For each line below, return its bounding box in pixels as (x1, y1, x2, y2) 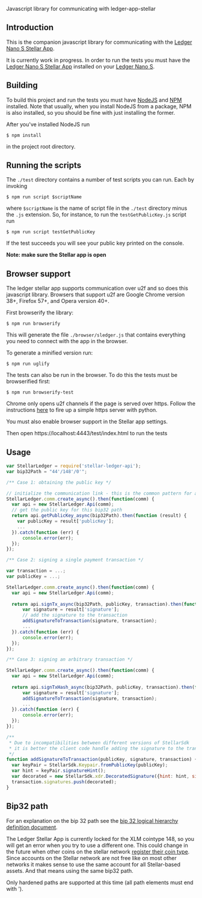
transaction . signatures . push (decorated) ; (11, 778, 117, 785)
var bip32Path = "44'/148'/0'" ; (6, 468, 87, 474)
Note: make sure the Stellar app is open (6, 251, 106, 258)
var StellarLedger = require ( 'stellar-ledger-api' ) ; (6, 463, 141, 469)
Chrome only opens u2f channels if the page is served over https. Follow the (6, 400, 196, 408)
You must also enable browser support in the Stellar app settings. (6, 418, 168, 426)
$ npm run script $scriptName (6, 194, 82, 200)
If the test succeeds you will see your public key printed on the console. (6, 240, 185, 247)
